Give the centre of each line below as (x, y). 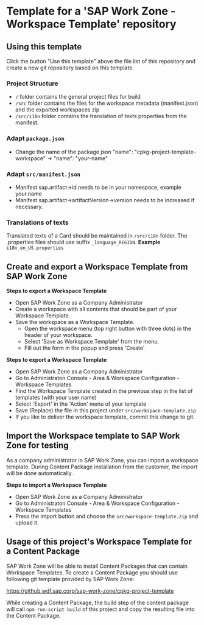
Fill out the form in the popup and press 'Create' (84, 348)
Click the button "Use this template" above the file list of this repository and (101, 61)
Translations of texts (37, 222)
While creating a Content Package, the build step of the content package (98, 602)
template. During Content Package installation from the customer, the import (102, 467)
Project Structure (32, 83)
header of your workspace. (58, 335)
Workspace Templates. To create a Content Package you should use (92, 572)
